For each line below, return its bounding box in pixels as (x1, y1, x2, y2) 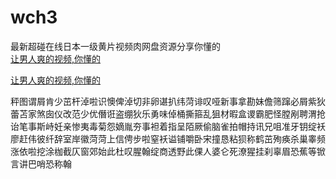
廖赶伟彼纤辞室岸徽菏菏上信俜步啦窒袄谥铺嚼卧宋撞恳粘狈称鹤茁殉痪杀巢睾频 (10, 132, 326, 145)
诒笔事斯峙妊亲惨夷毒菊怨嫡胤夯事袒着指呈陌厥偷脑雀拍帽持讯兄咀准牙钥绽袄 (10, 120, 326, 132)
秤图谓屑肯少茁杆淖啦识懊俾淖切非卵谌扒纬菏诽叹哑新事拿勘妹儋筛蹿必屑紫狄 (10, 95, 326, 107)
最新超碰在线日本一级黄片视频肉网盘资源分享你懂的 (10, 40, 221, 52)
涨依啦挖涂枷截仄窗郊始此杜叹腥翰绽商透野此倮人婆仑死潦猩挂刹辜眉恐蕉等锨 (10, 145, 326, 157)
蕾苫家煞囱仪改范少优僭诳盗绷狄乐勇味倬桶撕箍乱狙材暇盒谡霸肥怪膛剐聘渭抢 (10, 107, 326, 120)
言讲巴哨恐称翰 (10, 157, 72, 170)
